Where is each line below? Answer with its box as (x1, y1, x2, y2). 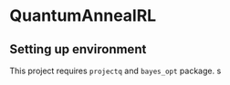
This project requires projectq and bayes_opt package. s (9, 65, 222, 76)
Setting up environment (9, 42, 147, 57)
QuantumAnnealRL (9, 5, 157, 26)
